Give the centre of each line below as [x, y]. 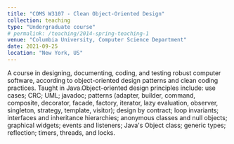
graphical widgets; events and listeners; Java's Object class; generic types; [117, 125]
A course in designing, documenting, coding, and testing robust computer [114, 73]
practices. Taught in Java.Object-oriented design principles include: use [112, 88]
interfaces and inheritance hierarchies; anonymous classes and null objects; [117, 117]
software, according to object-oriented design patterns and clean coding [113, 80]
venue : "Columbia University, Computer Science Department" [97, 40]
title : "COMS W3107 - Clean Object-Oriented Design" [86, 14]
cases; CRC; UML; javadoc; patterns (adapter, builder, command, [101, 95]
